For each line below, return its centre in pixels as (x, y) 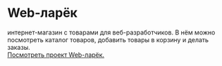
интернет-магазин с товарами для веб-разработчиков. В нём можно (111, 32)
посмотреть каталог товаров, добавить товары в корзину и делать (108, 39)
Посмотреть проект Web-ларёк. (56, 55)
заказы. (19, 47)
